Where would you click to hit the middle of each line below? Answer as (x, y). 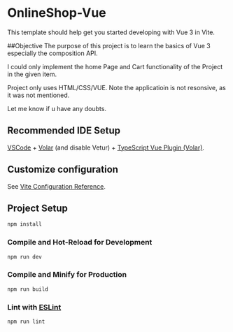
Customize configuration (63, 169)
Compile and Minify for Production (67, 275)
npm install (24, 224)
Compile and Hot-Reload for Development (80, 243)
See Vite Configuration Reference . (57, 186)
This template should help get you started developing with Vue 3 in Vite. (111, 32)
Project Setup (38, 208)
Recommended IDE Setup (64, 131)
